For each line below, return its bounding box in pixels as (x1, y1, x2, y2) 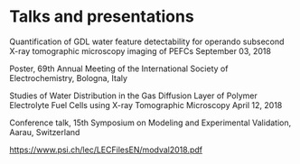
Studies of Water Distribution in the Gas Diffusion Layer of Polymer (9, 90, 258, 101)
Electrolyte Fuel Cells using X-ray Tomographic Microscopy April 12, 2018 (9, 99, 283, 110)
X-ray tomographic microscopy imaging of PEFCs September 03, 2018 (9, 45, 271, 56)
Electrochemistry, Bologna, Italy (9, 72, 128, 83)
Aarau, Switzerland (9, 126, 80, 137)
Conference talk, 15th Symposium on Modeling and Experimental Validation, (9, 117, 292, 128)
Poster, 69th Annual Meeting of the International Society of (9, 63, 229, 74)
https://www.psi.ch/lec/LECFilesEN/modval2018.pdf (9, 144, 203, 155)
